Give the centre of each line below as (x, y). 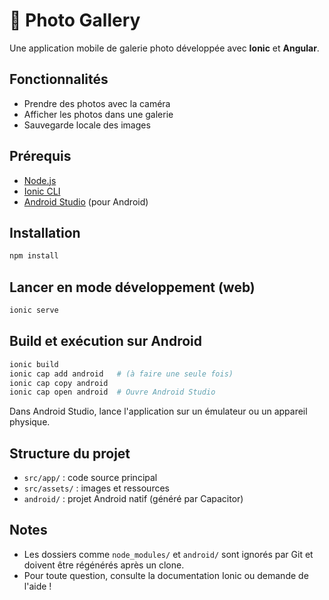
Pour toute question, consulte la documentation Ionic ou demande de (166, 575)
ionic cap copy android (59, 383)
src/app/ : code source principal (90, 478)
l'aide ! (37, 586)
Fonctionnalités (59, 79)
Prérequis (40, 156)
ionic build (34, 364)
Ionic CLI (42, 191)
